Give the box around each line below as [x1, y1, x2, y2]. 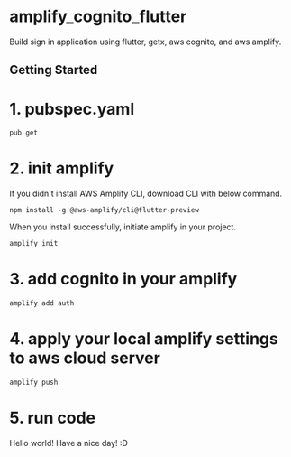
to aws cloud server [9, 348, 160, 368]
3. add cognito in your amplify [9, 269, 238, 290]
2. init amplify [9, 158, 114, 179]
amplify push [9, 378, 59, 387]
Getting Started [9, 62, 98, 78]
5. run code [9, 408, 96, 428]
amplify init [9, 239, 59, 248]
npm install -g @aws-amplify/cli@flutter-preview [9, 206, 200, 215]
